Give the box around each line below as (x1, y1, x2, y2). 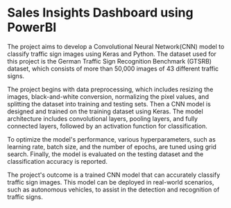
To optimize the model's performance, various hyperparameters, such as (7, 135, 216, 143)
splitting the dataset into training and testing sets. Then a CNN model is (7, 100, 212, 108)
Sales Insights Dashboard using (7, 5, 194, 21)
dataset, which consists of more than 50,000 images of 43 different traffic (7, 64, 219, 73)
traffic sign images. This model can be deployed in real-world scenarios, (7, 178, 214, 186)
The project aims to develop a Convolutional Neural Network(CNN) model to (7, 42, 225, 50)
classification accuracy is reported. (7, 157, 108, 165)
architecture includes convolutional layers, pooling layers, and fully (7, 114, 198, 122)
